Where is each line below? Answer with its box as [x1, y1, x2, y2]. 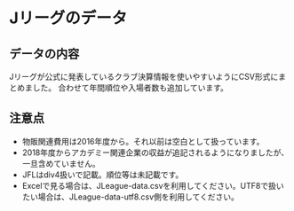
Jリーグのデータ [9, 8, 128, 28]
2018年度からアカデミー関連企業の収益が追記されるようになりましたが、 [21, 147, 290, 158]
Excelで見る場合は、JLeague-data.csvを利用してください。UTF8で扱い [21, 180, 284, 191]
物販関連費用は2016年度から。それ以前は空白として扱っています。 [21, 136, 265, 146]
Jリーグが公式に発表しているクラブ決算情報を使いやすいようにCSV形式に [9, 72, 279, 82]
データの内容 [9, 46, 80, 61]
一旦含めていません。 [21, 158, 100, 168]
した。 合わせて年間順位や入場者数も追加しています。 [32, 82, 229, 93]
